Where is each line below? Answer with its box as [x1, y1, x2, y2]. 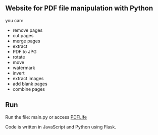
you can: [5, 17, 24, 23]
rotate [12, 54, 25, 60]
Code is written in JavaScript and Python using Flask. [5, 123, 117, 130]
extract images [12, 75, 44, 81]
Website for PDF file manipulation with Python [5, 4, 153, 13]
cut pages [12, 32, 34, 38]
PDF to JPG [12, 48, 37, 54]
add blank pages [12, 81, 48, 87]
